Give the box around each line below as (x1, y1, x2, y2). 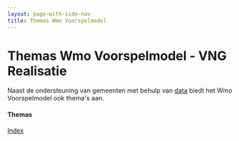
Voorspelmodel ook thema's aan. (7, 94, 105, 103)
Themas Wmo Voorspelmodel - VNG (7, 48, 227, 64)
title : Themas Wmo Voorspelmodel (7, 17, 107, 24)
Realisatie (7, 63, 67, 79)
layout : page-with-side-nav (7, 10, 91, 18)
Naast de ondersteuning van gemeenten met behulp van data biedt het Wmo (7, 86, 233, 95)
